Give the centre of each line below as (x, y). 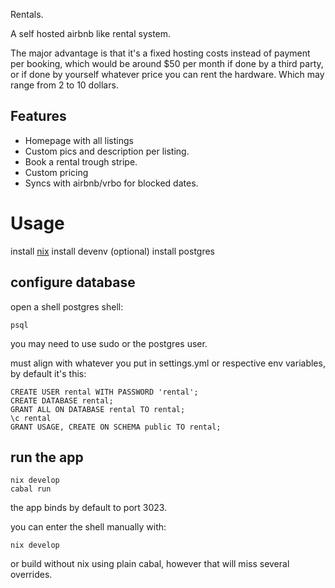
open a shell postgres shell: (67, 306)
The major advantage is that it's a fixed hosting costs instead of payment (160, 53)
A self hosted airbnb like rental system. (91, 33)
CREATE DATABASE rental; (62, 400)
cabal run (31, 489)
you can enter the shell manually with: (88, 527)
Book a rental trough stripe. (81, 161)
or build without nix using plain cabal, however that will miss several (150, 564)
